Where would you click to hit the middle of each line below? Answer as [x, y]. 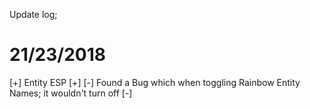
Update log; [33, 14]
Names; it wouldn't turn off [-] [71, 93]
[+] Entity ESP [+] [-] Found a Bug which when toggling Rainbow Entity [155, 82]
